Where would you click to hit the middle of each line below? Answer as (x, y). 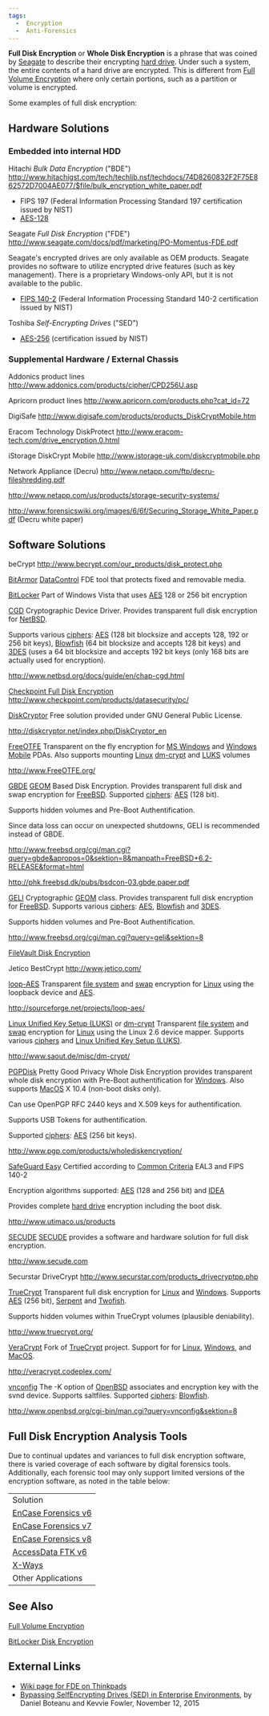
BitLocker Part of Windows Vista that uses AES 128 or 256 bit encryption (128, 595)
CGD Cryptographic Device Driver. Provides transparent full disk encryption (133, 611)
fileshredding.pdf (37, 480)
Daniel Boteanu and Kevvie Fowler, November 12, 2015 (110, 1703)
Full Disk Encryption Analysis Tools (98, 1436)
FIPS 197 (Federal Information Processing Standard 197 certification (131, 201)
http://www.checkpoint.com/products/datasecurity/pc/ (99, 700)
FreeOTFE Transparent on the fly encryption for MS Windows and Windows (133, 747)
